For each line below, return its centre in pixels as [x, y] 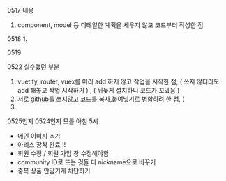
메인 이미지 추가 [39, 136]
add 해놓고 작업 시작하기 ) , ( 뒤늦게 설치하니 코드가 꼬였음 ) [98, 90]
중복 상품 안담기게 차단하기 [54, 171]
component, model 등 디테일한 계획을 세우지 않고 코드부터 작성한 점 [110, 25]
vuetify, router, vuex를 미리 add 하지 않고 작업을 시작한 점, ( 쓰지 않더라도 [118, 81]
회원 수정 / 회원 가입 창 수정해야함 [63, 153]
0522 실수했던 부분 [33, 67]
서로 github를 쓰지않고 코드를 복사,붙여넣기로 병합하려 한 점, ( [101, 99]
